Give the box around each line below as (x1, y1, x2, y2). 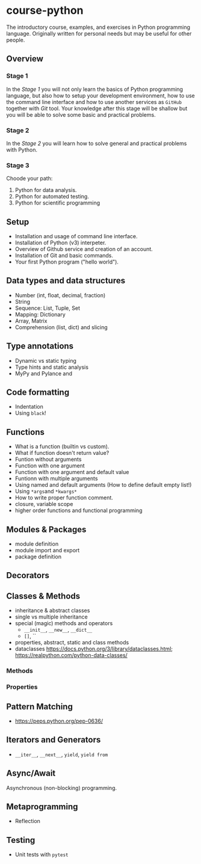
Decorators (6, 570, 50, 581)
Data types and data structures (6, 276, 125, 286)
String (14, 298, 31, 305)
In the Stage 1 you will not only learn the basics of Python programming (6, 85, 184, 93)
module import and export (14, 547, 80, 554)
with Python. (6, 146, 38, 153)
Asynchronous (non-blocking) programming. (6, 784, 117, 791)
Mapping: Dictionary (14, 310, 66, 318)
